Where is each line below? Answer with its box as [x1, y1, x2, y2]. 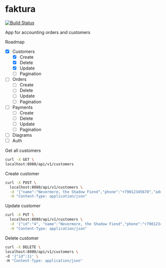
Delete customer [5, 235, 39, 241]
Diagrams [12, 132, 32, 138]
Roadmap [5, 38, 25, 45]
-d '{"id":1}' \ [5, 254, 39, 259]
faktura [5, 3, 36, 15]
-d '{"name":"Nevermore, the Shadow [9, 189, 85, 194]
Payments [12, 104, 33, 110]
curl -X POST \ [5, 180, 37, 185]
